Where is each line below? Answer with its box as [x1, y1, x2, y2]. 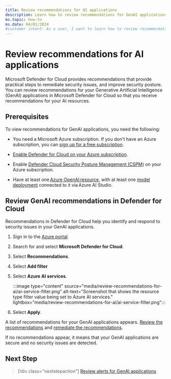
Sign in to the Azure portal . [12, 233, 69, 240]
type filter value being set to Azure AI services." [12, 294, 113, 300]
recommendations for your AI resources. [5, 98, 91, 104]
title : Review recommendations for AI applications [5, 7, 117, 13]
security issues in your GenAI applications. [5, 223, 95, 230]
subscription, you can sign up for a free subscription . [12, 141, 124, 147]
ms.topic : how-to [5, 17, 42, 22]
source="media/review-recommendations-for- [64, 283, 162, 289]
